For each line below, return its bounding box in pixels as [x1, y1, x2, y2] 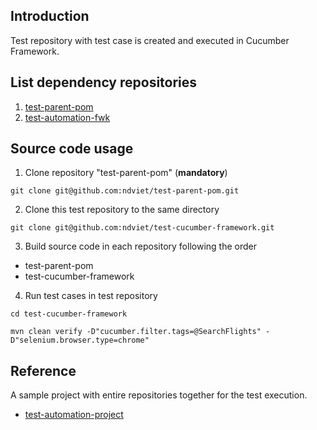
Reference [10, 362, 77, 379]
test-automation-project [24, 409, 124, 421]
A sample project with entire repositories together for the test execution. [10, 389, 308, 401]
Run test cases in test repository [24, 290, 158, 302]
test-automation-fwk [24, 111, 111, 123]
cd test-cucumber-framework [10, 309, 128, 319]
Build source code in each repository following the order [24, 240, 257, 253]
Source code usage [10, 140, 134, 158]
